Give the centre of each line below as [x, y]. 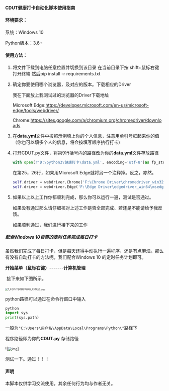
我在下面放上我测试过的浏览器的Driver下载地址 [61, 95]
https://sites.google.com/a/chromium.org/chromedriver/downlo [96, 120]
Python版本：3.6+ [24, 43]
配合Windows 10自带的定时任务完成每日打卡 [51, 237]
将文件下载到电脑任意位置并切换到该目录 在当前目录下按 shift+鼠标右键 [86, 67]
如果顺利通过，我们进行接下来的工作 [50, 225]
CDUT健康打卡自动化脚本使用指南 [40, 8]
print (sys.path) [22, 318]
